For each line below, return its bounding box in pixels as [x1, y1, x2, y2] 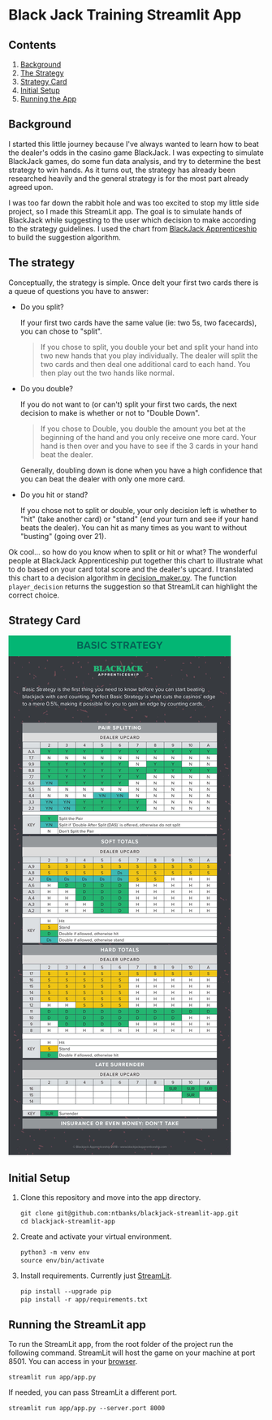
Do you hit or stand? [19, 490, 89, 499]
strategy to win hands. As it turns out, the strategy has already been [8, 165, 235, 175]
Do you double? [19, 383, 73, 393]
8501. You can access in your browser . [8, 1357, 138, 1366]
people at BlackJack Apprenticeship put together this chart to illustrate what [8, 555, 264, 565]
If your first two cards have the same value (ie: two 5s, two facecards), [19, 317, 257, 327]
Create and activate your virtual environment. [19, 1232, 172, 1241]
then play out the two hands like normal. [40, 368, 175, 378]
